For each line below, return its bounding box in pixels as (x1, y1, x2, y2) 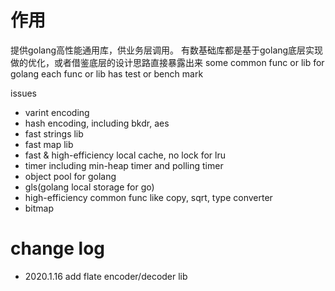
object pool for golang (24, 170, 117, 182)
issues (10, 87, 37, 99)
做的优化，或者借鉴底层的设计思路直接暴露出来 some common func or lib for (10, 56, 325, 68)
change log (10, 237, 106, 260)
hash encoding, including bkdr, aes (24, 117, 170, 129)
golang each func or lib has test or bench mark (10, 67, 204, 80)
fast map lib (24, 138, 74, 150)
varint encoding (24, 106, 90, 118)
